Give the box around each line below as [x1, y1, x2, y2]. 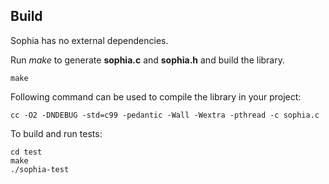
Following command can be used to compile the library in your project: [10, 90, 302, 103]
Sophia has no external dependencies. [10, 34, 169, 46]
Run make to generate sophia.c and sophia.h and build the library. [10, 54, 286, 66]
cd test [10, 147, 43, 157]
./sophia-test [10, 164, 70, 174]
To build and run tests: [10, 127, 103, 139]
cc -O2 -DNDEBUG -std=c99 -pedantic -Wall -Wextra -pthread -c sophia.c [10, 110, 320, 120]
